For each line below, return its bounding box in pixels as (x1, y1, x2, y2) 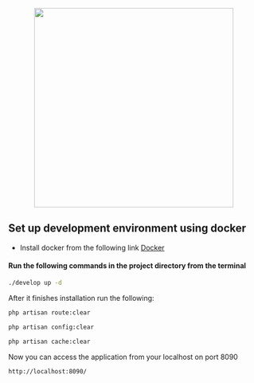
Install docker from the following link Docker (19, 243, 165, 252)
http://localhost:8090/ (8, 367, 88, 375)
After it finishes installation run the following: (8, 293, 154, 302)
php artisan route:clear (8, 308, 91, 317)
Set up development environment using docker (8, 222, 247, 235)
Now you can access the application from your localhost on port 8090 (8, 352, 239, 361)
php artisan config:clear (8, 323, 94, 331)
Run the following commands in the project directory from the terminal (8, 261, 247, 270)
